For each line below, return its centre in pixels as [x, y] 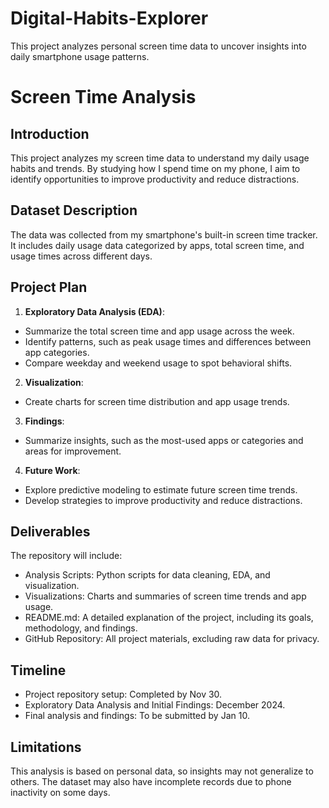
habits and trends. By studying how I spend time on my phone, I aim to [155, 168]
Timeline [38, 670]
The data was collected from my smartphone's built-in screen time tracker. [164, 234]
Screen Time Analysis [103, 97]
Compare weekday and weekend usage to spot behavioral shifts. [158, 363]
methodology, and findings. [81, 628]
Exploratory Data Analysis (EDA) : [94, 311]
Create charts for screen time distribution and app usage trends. [157, 401]
